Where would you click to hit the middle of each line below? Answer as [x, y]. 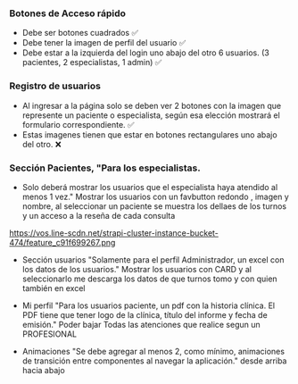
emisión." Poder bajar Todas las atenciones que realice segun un [141, 324]
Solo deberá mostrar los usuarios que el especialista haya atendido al [150, 187]
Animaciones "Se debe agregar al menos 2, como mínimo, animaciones [153, 351]
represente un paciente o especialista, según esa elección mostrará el [151, 115]
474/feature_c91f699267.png [62, 242]
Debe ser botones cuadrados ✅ [80, 33]
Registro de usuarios [55, 86]
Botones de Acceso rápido [68, 13]
